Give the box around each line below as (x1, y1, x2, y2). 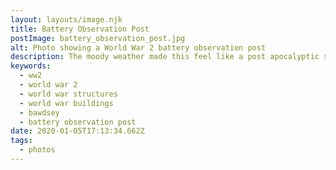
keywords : (10, 61, 52, 71)
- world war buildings (19, 98, 114, 108)
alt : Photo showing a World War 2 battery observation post (10, 42, 267, 53)
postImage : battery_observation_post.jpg (10, 33, 186, 43)
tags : (10, 136, 33, 146)
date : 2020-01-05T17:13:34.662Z (10, 126, 145, 136)
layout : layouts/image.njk (10, 14, 123, 25)
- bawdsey (19, 107, 60, 118)
